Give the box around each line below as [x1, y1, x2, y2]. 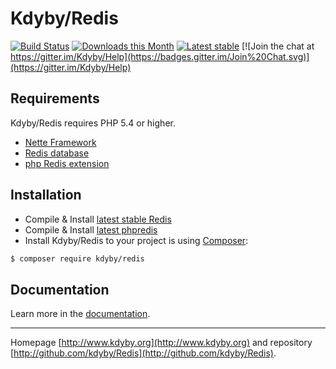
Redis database [24, 147, 90, 159]
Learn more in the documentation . [10, 308, 151, 320]
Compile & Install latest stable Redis [24, 213, 172, 225]
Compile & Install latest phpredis [24, 223, 158, 236]
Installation [10, 187, 82, 204]
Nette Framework [24, 136, 97, 148]
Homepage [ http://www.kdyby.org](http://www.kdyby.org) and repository [10, 337, 313, 349]
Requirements [10, 90, 100, 107]
